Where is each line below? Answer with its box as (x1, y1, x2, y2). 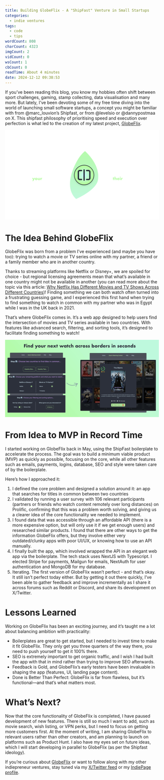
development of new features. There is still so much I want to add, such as (5, 718, 155, 724)
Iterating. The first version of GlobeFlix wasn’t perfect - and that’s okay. (12, 569, 156, 575)
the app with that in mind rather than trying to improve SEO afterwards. (12, 659, 155, 665)
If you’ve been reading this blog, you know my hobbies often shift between (5, 89, 156, 95)
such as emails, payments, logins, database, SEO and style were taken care (5, 461, 157, 468)
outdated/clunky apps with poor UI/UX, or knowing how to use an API (12, 538, 152, 544)
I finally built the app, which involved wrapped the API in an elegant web (12, 548, 157, 554)
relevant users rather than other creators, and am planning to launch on (5, 734, 149, 740)
